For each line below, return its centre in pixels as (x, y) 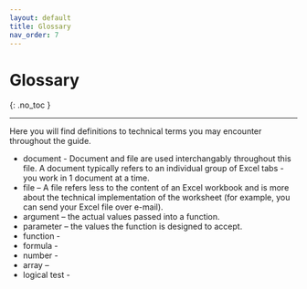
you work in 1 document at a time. (86, 178)
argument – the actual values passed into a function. (122, 217)
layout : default (40, 18)
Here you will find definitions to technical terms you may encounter (136, 131)
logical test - (46, 275)
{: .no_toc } (30, 105)
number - (40, 255)
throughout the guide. (50, 141)
